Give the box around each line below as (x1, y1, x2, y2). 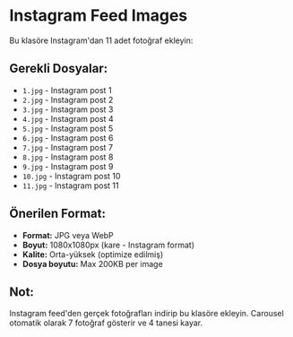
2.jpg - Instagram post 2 (22, 94, 114, 105)
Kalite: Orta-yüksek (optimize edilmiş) (22, 248, 164, 260)
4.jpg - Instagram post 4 (22, 113, 114, 124)
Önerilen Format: (9, 206, 106, 221)
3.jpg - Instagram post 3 (22, 104, 114, 115)
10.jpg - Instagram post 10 (22, 170, 121, 181)
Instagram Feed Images (9, 5, 188, 26)
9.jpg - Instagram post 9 (22, 160, 114, 171)
